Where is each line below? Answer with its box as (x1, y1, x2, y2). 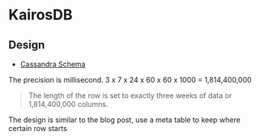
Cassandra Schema (19, 59, 86, 69)
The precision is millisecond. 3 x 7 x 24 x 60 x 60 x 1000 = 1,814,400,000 (8, 75, 253, 84)
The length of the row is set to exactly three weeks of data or (28, 91, 232, 100)
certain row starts (8, 124, 67, 133)
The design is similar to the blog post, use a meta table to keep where (8, 115, 241, 125)
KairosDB (8, 6, 73, 24)
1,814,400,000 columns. (28, 100, 109, 108)
